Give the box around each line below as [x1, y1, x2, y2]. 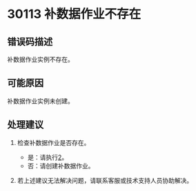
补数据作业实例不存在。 [7, 56, 74, 63]
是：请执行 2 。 [27, 153, 68, 161]
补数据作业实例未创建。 [7, 97, 74, 105]
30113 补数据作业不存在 [7, 6, 141, 22]
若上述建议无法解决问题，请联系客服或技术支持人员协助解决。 [17, 176, 193, 184]
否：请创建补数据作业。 [27, 161, 95, 170]
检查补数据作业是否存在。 [17, 138, 90, 146]
